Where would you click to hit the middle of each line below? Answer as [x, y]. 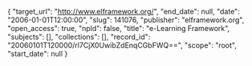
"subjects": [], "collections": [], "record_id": [79, 37]
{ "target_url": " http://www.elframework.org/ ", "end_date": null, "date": [124, 12]
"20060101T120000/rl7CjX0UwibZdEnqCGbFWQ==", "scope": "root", [122, 45]
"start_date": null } [38, 54]
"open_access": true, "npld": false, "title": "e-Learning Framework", [119, 28]
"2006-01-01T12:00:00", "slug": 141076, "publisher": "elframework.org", [126, 20]
